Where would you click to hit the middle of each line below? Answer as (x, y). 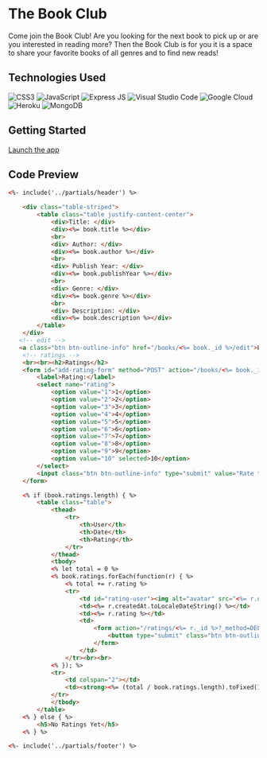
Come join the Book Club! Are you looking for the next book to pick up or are (133, 36)
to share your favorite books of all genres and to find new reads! (113, 52)
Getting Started (47, 131)
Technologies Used (57, 78)
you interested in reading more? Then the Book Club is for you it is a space (130, 44)
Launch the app (34, 150)
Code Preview (44, 175)
